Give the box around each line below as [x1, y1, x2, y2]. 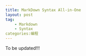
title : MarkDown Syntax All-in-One [5, 7, 81, 13]
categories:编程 [5, 31, 38, 36]
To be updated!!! [5, 45, 40, 51]
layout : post [5, 12, 33, 17]
